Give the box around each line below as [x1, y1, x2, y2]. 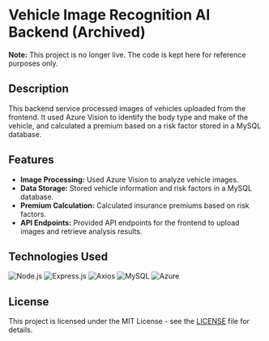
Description [8, 82, 69, 96]
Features [8, 153, 54, 167]
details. [8, 325, 33, 335]
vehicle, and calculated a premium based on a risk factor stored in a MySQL [8, 120, 262, 131]
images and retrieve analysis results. [19, 226, 143, 236]
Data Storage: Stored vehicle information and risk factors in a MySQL [19, 183, 253, 192]
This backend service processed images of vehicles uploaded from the [8, 103, 246, 113]
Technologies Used [8, 249, 108, 263]
